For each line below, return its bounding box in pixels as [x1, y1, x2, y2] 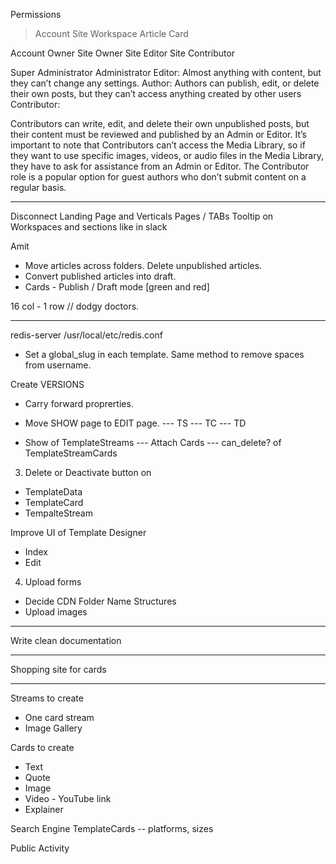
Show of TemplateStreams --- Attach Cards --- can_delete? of [24, 437, 282, 448]
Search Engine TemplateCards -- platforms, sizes [10, 823, 214, 834]
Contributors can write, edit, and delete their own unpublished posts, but [10, 118, 310, 129]
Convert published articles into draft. [24, 270, 177, 282]
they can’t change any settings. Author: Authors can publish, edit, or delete [10, 77, 320, 89]
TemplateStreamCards [24, 447, 118, 459]
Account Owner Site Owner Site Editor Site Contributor [10, 47, 236, 59]
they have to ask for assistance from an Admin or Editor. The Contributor [10, 160, 310, 172]
